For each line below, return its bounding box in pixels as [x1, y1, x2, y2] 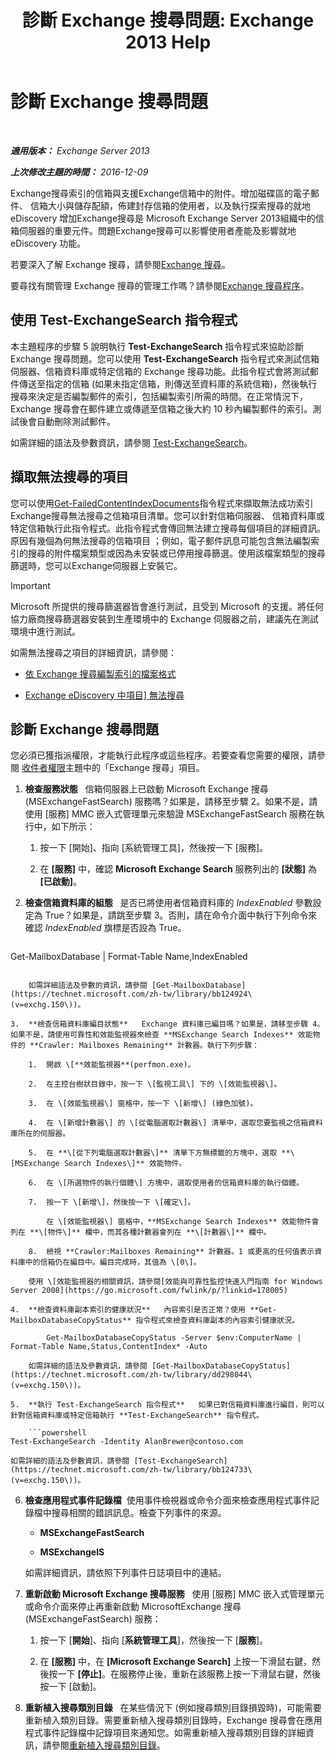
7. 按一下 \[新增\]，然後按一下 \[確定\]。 [28, 1197, 196, 1208]
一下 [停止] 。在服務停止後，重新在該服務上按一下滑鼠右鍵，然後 [57, 1668, 322, 1680]
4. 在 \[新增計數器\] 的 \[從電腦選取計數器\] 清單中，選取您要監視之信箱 [28, 1118, 309, 1128]
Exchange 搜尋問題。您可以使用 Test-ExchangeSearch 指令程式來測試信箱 [10, 352, 320, 365]
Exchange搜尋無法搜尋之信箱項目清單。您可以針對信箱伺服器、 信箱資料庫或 [10, 509, 325, 521]
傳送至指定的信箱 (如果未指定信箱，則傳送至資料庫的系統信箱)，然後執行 [18, 377, 318, 390]
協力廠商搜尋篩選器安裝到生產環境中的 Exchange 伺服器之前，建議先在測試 [10, 612, 319, 625]
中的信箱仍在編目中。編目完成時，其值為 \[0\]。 [24, 1257, 202, 1268]
